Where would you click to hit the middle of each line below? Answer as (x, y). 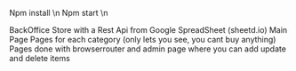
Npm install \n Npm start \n (59, 13)
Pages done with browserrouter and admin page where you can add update (148, 49)
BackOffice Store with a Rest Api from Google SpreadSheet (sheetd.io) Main (148, 30)
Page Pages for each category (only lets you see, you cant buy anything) (143, 39)
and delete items (40, 58)
